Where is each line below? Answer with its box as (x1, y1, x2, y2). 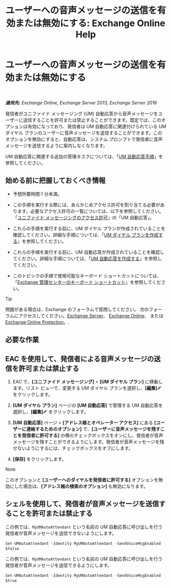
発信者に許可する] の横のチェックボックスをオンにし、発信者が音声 (21, 432, 163, 438)
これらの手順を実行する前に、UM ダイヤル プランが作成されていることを (12, 225, 166, 231)
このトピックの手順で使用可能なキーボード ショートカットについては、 (12, 272, 162, 279)
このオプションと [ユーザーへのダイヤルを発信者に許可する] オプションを (5, 476, 159, 483)
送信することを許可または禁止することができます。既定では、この (22, 117, 162, 123)
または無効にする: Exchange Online (15, 17, 165, 29)
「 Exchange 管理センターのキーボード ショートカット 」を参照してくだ (12, 279, 161, 285)
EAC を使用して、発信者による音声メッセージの (5, 354, 154, 363)
